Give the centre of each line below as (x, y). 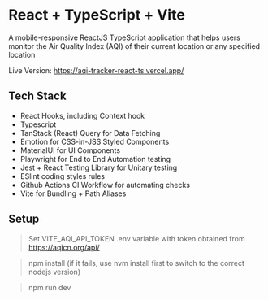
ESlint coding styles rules (63, 176)
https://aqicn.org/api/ (64, 247)
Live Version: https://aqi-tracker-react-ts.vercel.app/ (96, 70)
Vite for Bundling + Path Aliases (73, 193)
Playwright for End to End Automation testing (95, 159)
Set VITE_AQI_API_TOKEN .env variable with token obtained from (136, 238)
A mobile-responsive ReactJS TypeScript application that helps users (125, 37)
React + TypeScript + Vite (97, 15)
